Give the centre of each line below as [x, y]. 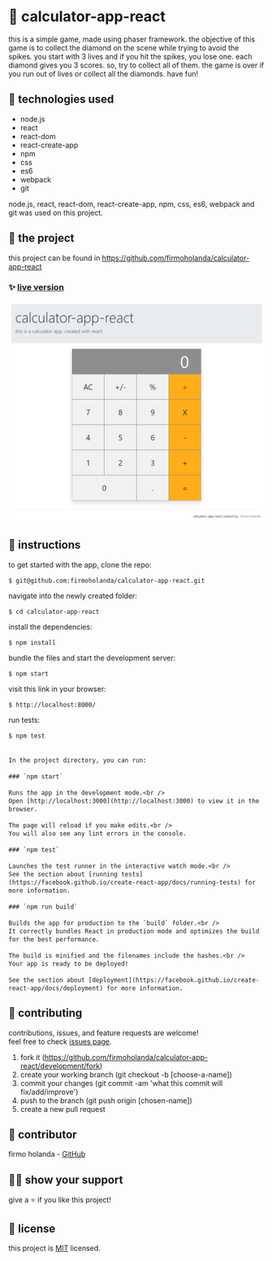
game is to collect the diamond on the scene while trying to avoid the [124, 47]
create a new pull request [63, 1109]
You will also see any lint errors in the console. [97, 834]
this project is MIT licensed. [55, 1248]
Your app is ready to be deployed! [69, 964]
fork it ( [32, 1057]
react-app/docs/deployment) [56, 988]
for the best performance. [54, 939]
